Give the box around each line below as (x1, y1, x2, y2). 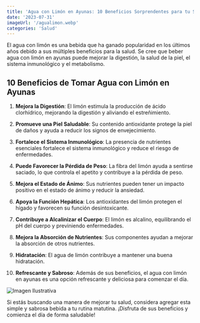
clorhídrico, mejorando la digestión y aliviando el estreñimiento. (15, 109, 171, 116)
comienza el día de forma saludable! (7, 311, 96, 318)
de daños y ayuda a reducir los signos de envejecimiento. (15, 127, 157, 134)
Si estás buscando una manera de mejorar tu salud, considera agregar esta (7, 299, 191, 306)
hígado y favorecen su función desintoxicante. (15, 204, 129, 211)
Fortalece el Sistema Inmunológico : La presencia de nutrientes (15, 138, 172, 145)
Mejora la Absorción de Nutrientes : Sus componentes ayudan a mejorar (15, 234, 193, 241)
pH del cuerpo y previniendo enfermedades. (15, 222, 124, 229)
